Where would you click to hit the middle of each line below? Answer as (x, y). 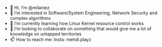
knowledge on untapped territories (45, 34)
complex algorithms (30, 18)
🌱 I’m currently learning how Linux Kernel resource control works (77, 23)
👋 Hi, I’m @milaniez (30, 8)
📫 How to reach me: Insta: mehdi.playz (50, 39)
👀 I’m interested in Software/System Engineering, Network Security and (83, 13)
